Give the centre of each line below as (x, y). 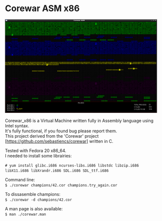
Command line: (20, 179)
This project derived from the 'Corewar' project (52, 136)
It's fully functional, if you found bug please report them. (61, 131)
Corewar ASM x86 (42, 8)
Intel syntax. (17, 126)
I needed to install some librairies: (38, 156)
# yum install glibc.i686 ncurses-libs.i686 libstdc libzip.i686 (72, 165)
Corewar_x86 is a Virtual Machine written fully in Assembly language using (79, 120)
